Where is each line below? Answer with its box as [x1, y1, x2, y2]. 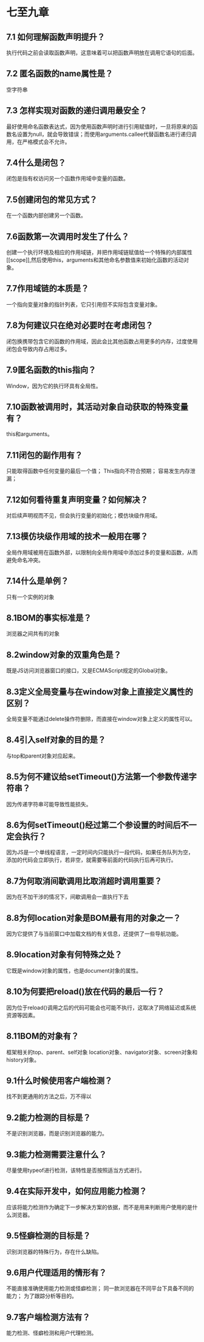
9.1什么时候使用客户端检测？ [6, 1075, 113, 1085]
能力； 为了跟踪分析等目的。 [6, 1293, 77, 1300]
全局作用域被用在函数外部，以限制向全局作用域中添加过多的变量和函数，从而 [6, 549, 198, 556]
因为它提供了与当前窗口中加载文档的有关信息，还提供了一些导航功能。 [6, 930, 182, 937]
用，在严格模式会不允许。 [6, 138, 70, 145]
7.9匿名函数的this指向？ [6, 365, 97, 375]
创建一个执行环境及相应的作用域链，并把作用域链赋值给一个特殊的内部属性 [6, 249, 192, 256]
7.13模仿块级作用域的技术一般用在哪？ [6, 531, 149, 542]
